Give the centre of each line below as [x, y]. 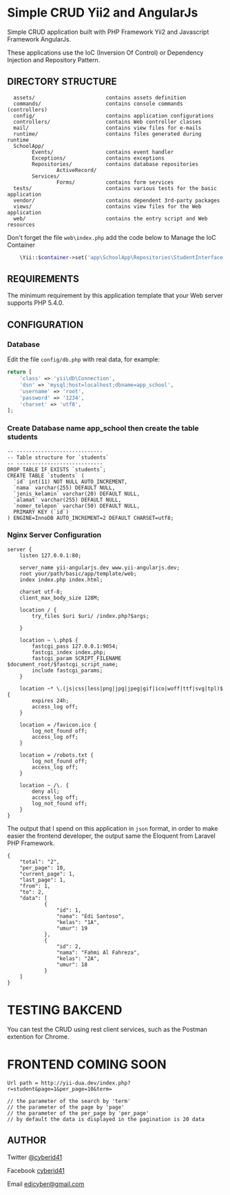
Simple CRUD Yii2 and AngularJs [103, 13]
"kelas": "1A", [78, 922]
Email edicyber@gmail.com [46, 1184]
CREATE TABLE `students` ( [46, 476]
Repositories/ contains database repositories [115, 164]
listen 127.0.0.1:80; [50, 555]
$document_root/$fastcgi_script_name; [63, 664]
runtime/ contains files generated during [107, 134]
